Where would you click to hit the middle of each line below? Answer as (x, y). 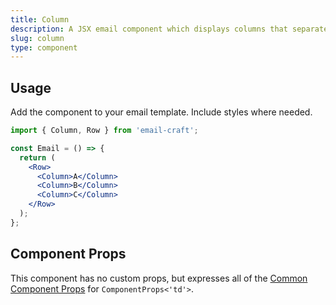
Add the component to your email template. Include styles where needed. (161, 112)
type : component (44, 47)
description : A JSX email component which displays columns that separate (169, 29)
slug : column (37, 38)
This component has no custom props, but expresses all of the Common (159, 278)
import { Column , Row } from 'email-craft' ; (104, 131)
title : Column (40, 19)
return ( (37, 157)
